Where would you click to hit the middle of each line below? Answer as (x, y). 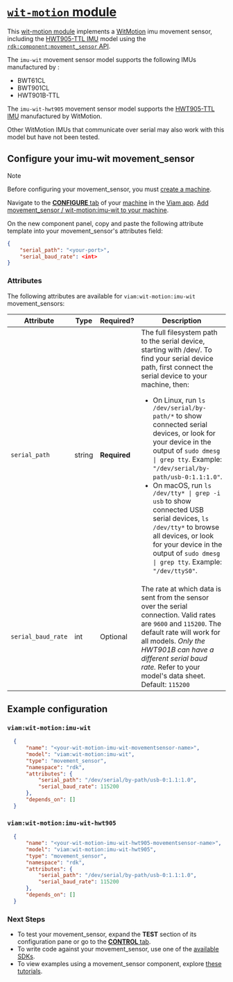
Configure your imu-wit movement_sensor (101, 159)
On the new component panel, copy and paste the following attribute (105, 223)
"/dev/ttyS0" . (175, 570)
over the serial (164, 606)
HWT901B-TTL (38, 95)
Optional (113, 636)
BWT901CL (33, 88)
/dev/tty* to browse (186, 527)
